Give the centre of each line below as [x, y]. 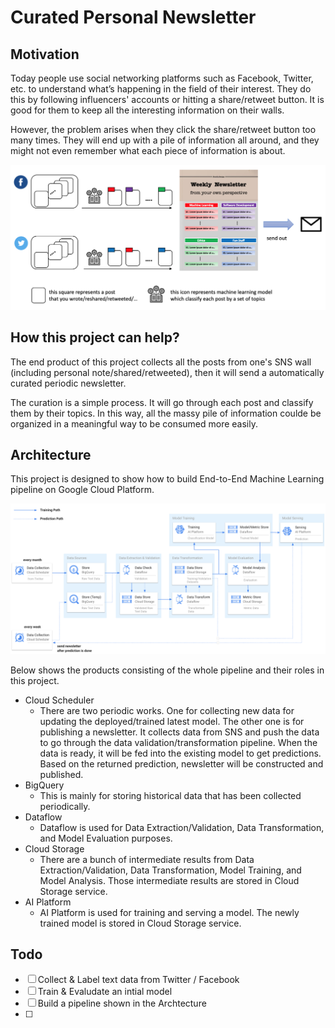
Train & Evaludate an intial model [105, 992]
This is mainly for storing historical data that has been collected [170, 795]
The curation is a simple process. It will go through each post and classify [162, 402]
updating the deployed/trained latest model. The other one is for [172, 721]
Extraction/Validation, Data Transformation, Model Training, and [170, 870]
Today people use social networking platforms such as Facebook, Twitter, [162, 78]
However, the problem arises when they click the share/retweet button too [163, 129]
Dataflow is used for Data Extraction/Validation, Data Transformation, [182, 827]
